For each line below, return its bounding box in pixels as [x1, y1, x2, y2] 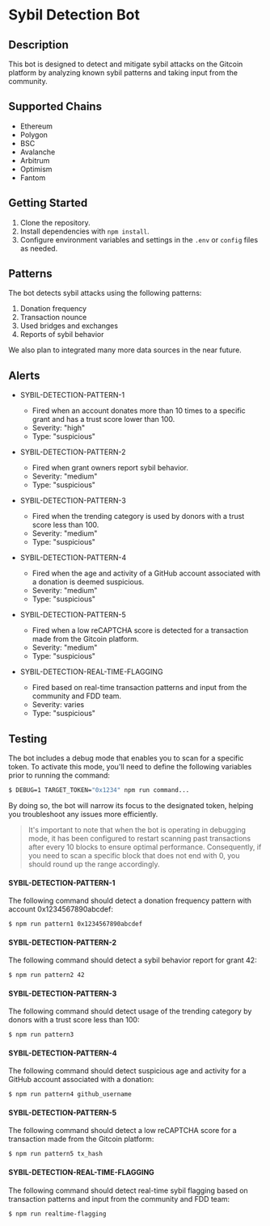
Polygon [19, 129, 49, 139]
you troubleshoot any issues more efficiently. [8, 809, 158, 819]
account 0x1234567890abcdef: [8, 904, 113, 914]
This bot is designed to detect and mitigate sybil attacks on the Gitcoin [8, 59, 243, 69]
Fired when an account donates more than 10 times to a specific [32, 406, 247, 415]
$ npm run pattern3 [8, 1030, 74, 1039]
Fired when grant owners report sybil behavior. [32, 463, 188, 473]
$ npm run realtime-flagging [8, 1210, 107, 1218]
